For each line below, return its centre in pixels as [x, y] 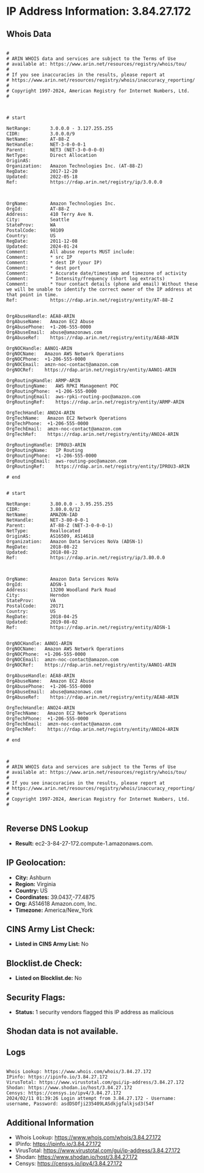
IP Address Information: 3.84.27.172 [99, 11]
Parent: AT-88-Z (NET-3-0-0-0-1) [60, 525]
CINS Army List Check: [51, 929]
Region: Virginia [35, 884]
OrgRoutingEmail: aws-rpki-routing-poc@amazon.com [73, 397]
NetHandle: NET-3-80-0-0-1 [47, 520]
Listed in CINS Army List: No [52, 944]
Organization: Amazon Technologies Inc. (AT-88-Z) [75, 166]
